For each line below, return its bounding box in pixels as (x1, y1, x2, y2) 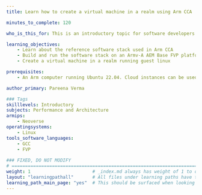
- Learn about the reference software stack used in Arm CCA (17, 47, 173, 53)
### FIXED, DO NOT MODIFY (6, 157, 71, 164)
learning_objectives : (6, 41, 61, 47)
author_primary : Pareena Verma (6, 85, 85, 91)
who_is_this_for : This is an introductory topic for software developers (6, 31, 195, 37)
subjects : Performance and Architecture (6, 107, 109, 113)
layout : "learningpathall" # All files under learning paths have (6, 174, 192, 180)
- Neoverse (17, 118, 44, 125)
